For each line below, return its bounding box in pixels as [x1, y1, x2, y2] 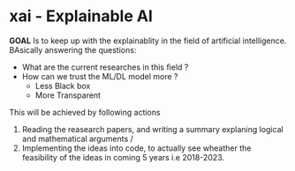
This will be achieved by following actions [9, 107, 161, 117]
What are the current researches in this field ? [21, 62, 189, 72]
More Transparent [34, 90, 102, 100]
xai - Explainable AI [9, 6, 153, 26]
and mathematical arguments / [21, 133, 134, 144]
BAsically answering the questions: [9, 44, 137, 55]
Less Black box [34, 80, 91, 91]
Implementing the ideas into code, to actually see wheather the [21, 143, 252, 153]
